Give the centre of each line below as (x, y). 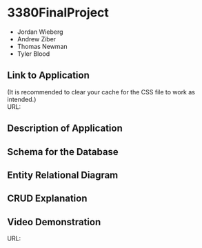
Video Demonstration (54, 222)
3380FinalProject (58, 13)
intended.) (22, 99)
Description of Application (65, 128)
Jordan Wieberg (40, 32)
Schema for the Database (63, 152)
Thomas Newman (42, 46)
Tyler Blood (33, 54)
